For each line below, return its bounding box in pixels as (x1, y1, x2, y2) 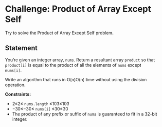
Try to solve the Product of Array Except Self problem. (5, 30, 114, 36)
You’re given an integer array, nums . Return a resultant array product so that (5, 57, 155, 63)
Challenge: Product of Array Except (5, 3, 152, 15)
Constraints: (5, 91, 31, 97)
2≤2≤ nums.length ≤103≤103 (12, 101, 70, 107)
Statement (5, 44, 38, 52)
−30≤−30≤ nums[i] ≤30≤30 (12, 106, 68, 111)
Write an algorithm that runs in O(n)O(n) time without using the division (5, 76, 147, 82)
